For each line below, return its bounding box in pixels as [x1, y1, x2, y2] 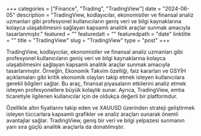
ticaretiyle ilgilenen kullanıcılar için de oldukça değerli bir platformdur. [6, 92, 178, 100]
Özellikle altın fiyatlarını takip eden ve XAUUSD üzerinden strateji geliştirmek [6, 104, 195, 111]
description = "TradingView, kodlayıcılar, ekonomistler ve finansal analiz [16, 11, 194, 18]
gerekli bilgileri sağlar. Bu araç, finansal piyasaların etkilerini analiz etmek [6, 80, 187, 87]
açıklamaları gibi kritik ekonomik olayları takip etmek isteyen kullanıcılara [6, 74, 185, 81]
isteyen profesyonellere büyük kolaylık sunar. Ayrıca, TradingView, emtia [6, 86, 185, 93]
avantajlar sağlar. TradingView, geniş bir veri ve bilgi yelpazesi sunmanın [6, 117, 185, 124]
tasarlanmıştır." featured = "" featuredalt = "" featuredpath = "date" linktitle [6, 30, 191, 38]
